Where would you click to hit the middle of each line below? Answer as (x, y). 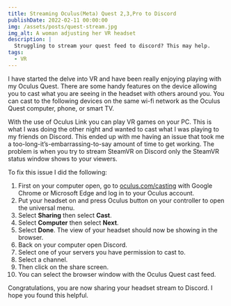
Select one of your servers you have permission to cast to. (102, 252)
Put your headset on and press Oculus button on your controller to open (121, 200)
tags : (16, 53)
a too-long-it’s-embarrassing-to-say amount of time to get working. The (111, 144)
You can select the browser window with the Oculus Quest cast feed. (117, 274)
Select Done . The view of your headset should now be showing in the (118, 229)
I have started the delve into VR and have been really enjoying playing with (115, 79)
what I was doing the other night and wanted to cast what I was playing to (114, 129)
